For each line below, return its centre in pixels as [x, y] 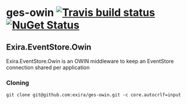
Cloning [18, 83]
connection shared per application [48, 67]
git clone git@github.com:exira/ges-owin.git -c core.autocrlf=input [94, 95]
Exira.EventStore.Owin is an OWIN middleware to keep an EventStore [90, 61]
